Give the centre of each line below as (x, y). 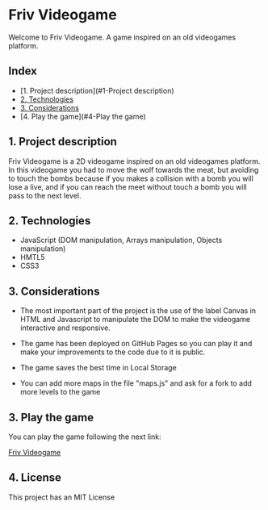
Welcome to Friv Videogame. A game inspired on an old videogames (122, 37)
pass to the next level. (45, 195)
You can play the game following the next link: (85, 437)
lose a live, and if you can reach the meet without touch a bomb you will (128, 186)
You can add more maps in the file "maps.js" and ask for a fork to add (136, 383)
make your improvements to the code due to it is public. (113, 352)
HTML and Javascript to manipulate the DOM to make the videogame (135, 320)
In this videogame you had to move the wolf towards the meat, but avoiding (134, 169)
